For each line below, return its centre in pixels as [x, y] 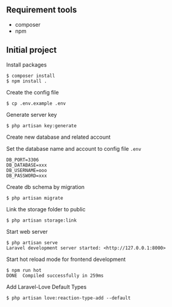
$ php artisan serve [32, 243]
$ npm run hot [24, 270]
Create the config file [33, 92]
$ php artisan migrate [35, 198]
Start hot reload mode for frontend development [66, 259]
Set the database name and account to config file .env [74, 148]
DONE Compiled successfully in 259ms [55, 276]
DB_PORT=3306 [23, 160]
